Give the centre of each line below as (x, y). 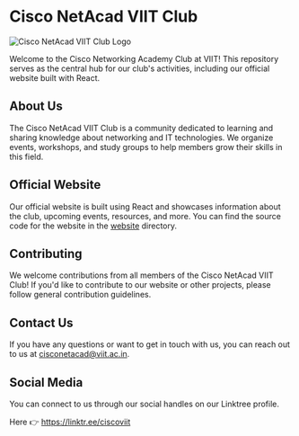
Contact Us (41, 322)
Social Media (46, 383)
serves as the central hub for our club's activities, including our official (140, 68)
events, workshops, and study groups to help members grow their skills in (146, 147)
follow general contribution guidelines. (80, 295)
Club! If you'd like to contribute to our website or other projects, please (140, 285)
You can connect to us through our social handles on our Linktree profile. (145, 404)
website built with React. (55, 77)
